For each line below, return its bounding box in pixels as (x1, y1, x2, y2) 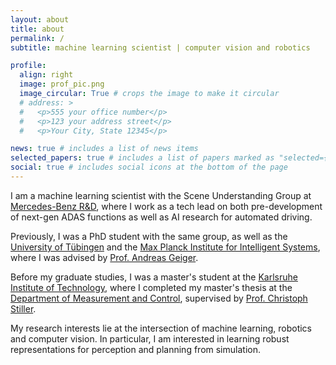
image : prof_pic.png (19, 79, 105, 90)
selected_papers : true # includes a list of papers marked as (10, 153, 275, 163)
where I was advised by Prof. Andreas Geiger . (10, 251, 199, 263)
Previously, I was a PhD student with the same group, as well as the (10, 230, 288, 242)
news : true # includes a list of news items (10, 144, 199, 154)
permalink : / (10, 33, 65, 43)
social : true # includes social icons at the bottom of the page (10, 162, 288, 173)
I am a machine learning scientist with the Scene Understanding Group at (10, 189, 312, 201)
